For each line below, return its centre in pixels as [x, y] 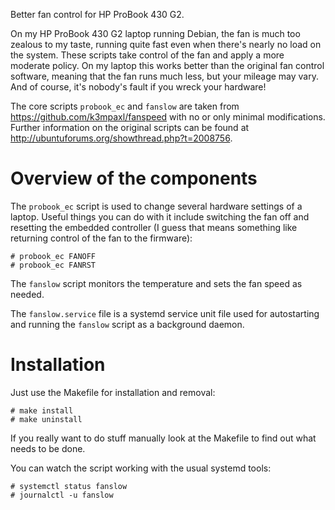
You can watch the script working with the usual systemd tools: [141, 468]
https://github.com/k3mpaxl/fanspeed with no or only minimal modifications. [168, 117]
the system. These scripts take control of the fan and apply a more [147, 55]
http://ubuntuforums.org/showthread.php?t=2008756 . [121, 138]
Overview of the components [134, 178]
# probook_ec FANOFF [53, 256]
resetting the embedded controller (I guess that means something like [154, 227]
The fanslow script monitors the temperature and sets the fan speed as [156, 283]
